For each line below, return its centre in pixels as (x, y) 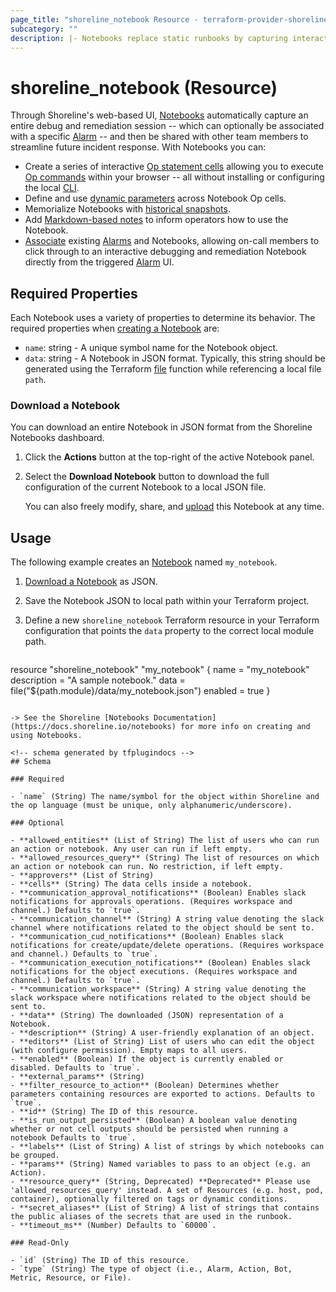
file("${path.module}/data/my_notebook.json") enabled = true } (140, 691)
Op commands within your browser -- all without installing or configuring (174, 177)
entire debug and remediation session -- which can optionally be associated (167, 126)
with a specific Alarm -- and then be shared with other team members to (159, 137)
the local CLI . (52, 188)
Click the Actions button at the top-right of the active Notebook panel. (169, 457)
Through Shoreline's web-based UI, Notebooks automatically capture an (159, 115)
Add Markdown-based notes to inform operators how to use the (156, 220)
